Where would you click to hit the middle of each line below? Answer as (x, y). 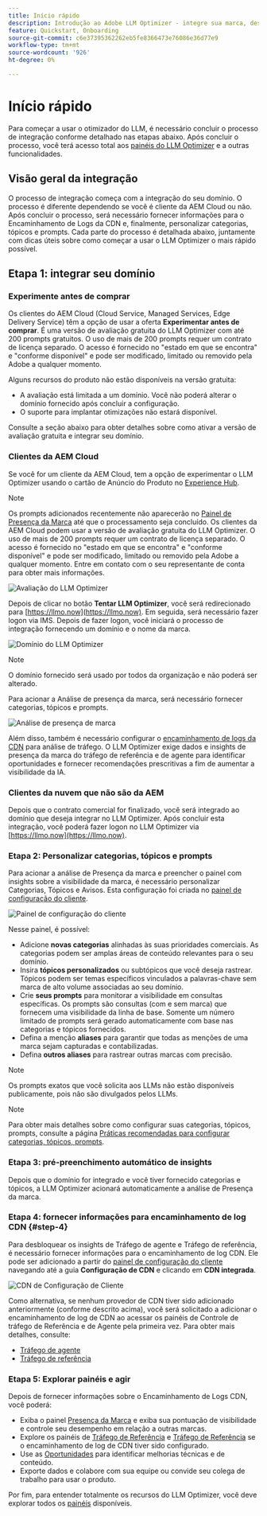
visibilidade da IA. (37, 772)
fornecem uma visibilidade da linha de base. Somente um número (127, 1012)
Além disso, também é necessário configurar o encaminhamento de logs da (132, 738)
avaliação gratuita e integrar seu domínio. (76, 436)
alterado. (23, 683)
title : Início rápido (44, 16)
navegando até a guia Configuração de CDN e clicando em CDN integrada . (132, 1269)
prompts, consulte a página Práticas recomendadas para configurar (119, 1133)
